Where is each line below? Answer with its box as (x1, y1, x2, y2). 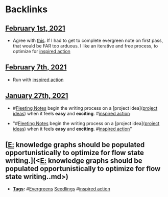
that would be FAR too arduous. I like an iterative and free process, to (12, 43, 158, 49)
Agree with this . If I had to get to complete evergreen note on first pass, (12, 37, 163, 43)
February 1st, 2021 (5, 24, 65, 33)
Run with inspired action (12, 77, 64, 83)
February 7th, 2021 (5, 63, 67, 72)
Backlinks (5, 4, 48, 15)
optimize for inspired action (12, 48, 70, 54)
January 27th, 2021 (5, 91, 68, 100)
